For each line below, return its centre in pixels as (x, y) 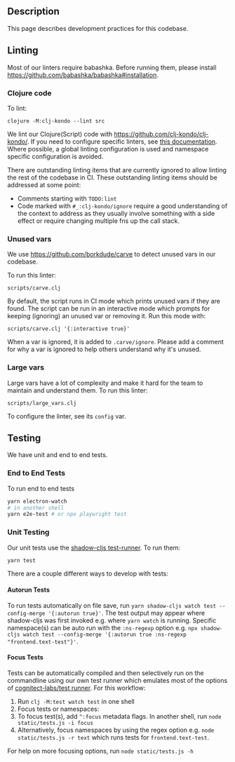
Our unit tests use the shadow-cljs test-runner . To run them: (94, 547)
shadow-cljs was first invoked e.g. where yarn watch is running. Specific (112, 620)
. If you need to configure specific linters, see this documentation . (122, 141)
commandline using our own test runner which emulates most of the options (117, 680)
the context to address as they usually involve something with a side (116, 213)
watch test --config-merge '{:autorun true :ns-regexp (105, 634)
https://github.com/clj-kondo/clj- (161, 134)
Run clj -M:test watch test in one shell (76, 701)
